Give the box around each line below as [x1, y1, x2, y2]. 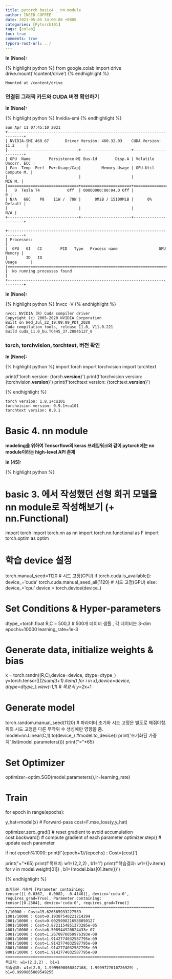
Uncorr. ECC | [5, 161, 36, 166]
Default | [5, 201, 27, 207]
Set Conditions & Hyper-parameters [5, 603, 161, 615]
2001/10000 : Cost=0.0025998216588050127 [5, 918, 95, 924]
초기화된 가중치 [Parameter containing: [5, 887, 85, 892]
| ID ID [5, 255, 42, 261]
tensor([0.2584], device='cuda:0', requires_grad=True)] [5, 900, 130, 906]
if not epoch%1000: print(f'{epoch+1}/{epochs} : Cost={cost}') [5, 850, 138, 856]
